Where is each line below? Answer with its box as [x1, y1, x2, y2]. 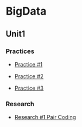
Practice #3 [14, 84, 44, 92]
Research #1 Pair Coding [14, 114, 77, 121]
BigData [5, 4, 47, 18]
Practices [5, 47, 35, 56]
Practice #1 [14, 60, 43, 68]
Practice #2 [14, 72, 44, 80]
